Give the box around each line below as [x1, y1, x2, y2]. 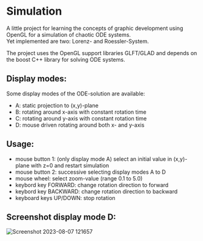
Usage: [6, 139, 35, 149]
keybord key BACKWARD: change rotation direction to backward [15, 188, 178, 195]
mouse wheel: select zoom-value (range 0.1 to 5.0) [15, 174, 143, 182]
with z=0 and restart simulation [30, 161, 109, 169]
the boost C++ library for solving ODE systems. [6, 56, 125, 63]
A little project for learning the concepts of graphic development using [6, 24, 183, 32]
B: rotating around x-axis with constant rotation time [15, 108, 147, 116]
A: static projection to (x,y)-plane [15, 102, 99, 109]
